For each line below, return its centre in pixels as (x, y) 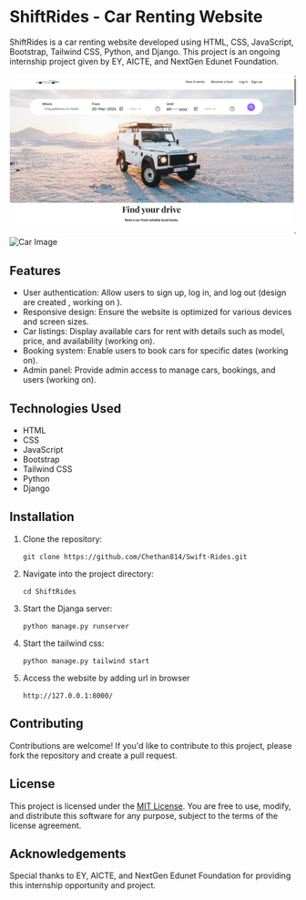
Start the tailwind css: (63, 643)
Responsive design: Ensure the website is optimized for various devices (157, 312)
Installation (42, 517)
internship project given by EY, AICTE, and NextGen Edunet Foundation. (144, 61)
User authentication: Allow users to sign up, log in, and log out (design (154, 292)
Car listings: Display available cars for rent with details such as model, (153, 332)
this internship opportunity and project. (83, 885)
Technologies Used (65, 409)
